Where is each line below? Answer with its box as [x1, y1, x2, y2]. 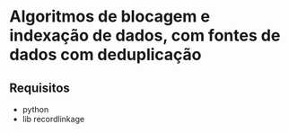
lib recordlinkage [22, 114, 85, 124]
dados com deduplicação [9, 45, 202, 65]
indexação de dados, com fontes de [9, 25, 281, 46]
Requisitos [9, 80, 70, 95]
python [22, 104, 49, 114]
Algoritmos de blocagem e [9, 6, 211, 27]
